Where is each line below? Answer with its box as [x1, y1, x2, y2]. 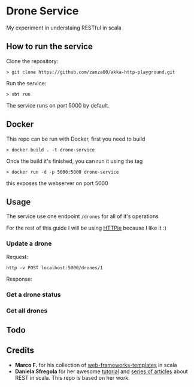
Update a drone [6, 239, 52, 248]
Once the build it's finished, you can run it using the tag [6, 157, 143, 165]
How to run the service [6, 41, 93, 52]
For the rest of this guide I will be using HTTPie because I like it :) [6, 224, 166, 232]
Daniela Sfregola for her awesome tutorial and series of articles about [14, 368, 188, 375]
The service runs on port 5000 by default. [6, 102, 110, 109]
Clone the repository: [6, 57, 59, 64]
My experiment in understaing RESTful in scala [6, 24, 122, 31]
